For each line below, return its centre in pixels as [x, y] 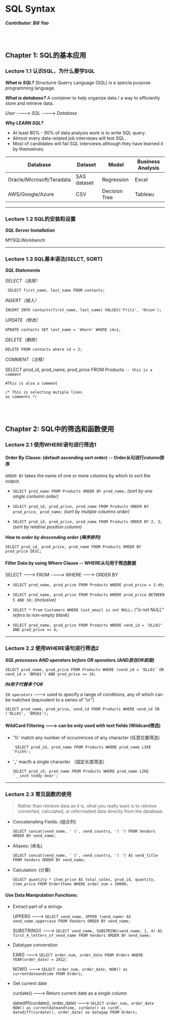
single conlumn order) [36, 496]
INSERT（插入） [22, 301]
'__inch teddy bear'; [35, 776]
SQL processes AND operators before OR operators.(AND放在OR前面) [80, 660]
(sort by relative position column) [47, 527]
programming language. [30, 88]
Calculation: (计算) [32, 870]
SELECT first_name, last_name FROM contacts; [56, 291]
